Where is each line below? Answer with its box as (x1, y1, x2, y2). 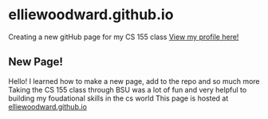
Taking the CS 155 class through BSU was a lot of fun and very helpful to (8, 85, 247, 94)
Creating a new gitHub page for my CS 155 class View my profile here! (8, 32, 239, 42)
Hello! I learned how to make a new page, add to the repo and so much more (8, 76, 260, 85)
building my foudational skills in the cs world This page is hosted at (8, 93, 229, 103)
